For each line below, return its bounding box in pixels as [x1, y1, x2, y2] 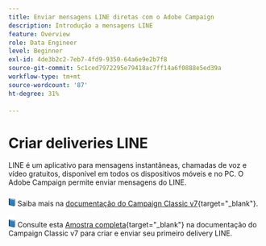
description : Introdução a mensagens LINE [8, 21, 153, 30]
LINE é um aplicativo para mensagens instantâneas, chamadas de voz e [8, 161, 247, 170]
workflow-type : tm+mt [8, 73, 81, 81]
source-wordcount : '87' [8, 81, 89, 89]
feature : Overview [8, 30, 70, 38]
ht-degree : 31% [8, 90, 60, 98]
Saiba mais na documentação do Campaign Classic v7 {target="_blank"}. [17, 198, 259, 209]
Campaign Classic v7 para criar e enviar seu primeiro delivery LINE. [8, 228, 233, 238]
